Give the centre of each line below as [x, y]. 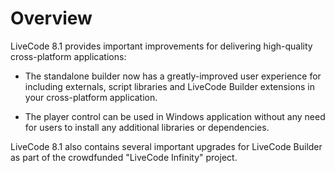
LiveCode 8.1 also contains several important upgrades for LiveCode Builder [166, 146]
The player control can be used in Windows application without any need [175, 116]
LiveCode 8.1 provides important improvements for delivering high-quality [161, 46]
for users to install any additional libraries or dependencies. [147, 127]
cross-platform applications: [68, 56]
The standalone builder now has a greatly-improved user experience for [173, 76]
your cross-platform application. [91, 97]
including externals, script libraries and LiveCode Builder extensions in [169, 86]
